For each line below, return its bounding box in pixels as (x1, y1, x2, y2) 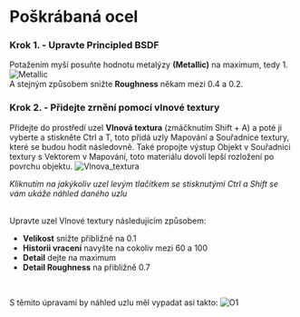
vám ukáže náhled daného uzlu (9, 188, 128, 199)
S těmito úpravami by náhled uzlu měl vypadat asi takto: (9, 297, 218, 308)
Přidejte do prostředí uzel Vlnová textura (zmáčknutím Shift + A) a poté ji (9, 122, 283, 133)
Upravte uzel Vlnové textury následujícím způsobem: (9, 215, 207, 226)
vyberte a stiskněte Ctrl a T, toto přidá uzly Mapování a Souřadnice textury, (9, 132, 290, 143)
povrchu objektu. (9, 161, 73, 172)
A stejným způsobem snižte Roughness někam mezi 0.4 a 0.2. (9, 79, 244, 90)
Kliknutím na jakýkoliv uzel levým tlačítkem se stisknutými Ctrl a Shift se (9, 178, 279, 189)
